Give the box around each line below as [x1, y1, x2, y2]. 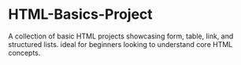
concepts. [8, 48, 41, 57]
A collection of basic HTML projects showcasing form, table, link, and [8, 31, 234, 41]
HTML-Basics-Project [8, 5, 154, 23]
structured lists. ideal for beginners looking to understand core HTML [8, 39, 233, 49]
